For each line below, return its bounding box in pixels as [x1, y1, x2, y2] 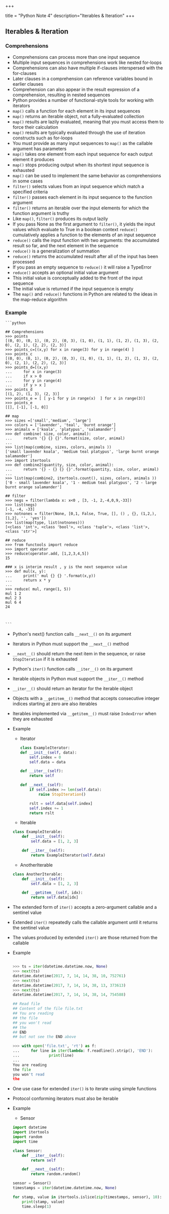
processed [12, 259, 35, 265]
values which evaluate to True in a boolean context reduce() [12, 226, 138, 232]
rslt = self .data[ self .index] [29, 801, 93, 806]
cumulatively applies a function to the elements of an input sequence [12, 232, 156, 238]
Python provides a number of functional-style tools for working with [12, 97, 154, 103]
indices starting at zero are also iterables [12, 701, 97, 707]
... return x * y [5, 577, 51, 583]
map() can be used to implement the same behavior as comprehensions [12, 172, 161, 178]
